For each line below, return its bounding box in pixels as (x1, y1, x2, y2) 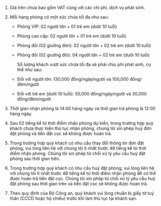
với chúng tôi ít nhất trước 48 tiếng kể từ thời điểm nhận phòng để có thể (9, 170, 157, 176)
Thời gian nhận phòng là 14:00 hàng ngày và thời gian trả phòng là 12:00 (9, 106, 156, 111)
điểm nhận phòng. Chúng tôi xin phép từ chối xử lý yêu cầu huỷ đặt (9, 151, 146, 156)
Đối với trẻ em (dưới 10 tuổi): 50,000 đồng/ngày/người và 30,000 (17, 91, 147, 96)
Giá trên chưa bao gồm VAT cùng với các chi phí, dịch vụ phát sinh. (9, 5, 145, 10)
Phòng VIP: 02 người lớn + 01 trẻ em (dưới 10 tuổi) (17, 23, 117, 29)
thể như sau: (17, 67, 43, 72)
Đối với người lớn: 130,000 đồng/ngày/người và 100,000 (17, 76, 129, 82)
